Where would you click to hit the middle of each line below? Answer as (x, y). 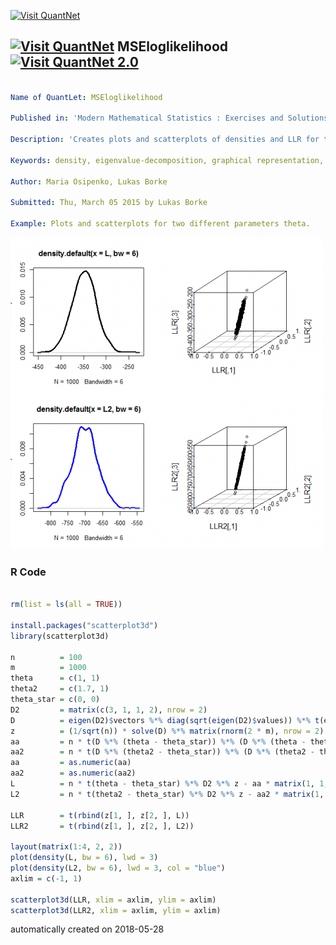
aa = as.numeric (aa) (71, 763)
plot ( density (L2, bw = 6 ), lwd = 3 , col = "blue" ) (118, 868)
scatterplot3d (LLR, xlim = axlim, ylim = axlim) (113, 900)
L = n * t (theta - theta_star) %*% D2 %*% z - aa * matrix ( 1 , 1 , (169, 784)
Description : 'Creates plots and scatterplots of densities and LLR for (165, 140)
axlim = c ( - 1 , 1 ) (46, 878)
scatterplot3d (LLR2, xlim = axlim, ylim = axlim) (116, 910)
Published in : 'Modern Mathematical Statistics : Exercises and (147, 118)
